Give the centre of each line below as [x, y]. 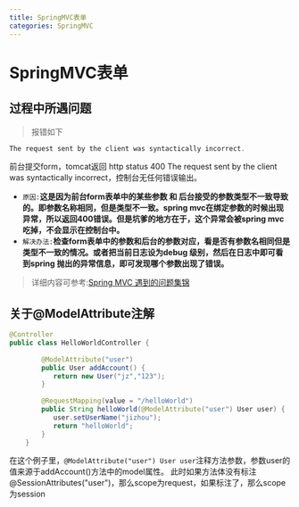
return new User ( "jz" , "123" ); [109, 376]
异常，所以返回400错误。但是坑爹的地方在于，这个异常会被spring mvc [153, 219]
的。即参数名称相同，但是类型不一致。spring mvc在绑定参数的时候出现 [153, 208]
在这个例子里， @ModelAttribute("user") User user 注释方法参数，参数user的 [150, 461]
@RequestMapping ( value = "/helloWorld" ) [117, 401]
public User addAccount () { [93, 368]
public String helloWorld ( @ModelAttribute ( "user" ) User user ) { [163, 410]
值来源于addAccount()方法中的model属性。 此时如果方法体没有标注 [133, 472]
